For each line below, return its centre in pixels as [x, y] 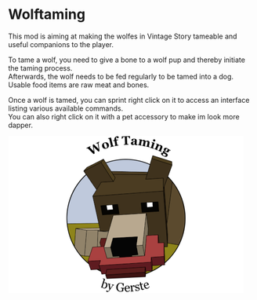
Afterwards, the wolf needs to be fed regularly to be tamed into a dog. [121, 76]
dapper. [21, 125]
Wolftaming [47, 15]
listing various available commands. [66, 108]
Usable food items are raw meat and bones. [79, 85]
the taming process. [40, 68]
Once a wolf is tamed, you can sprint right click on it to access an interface [129, 100]
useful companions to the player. [61, 44]
